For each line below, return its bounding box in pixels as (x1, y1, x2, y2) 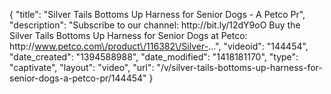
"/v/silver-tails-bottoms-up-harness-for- (156, 62, 323, 73)
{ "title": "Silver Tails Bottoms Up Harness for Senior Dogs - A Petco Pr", (9, 9, 306, 20)
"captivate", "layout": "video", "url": (9, 62, 155, 73)
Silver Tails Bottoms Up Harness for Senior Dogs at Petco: (9, 30, 248, 41)
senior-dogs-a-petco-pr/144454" (9, 72, 147, 84)
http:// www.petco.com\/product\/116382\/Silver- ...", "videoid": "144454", (9, 40, 309, 52)
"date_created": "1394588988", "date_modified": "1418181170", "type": (9, 51, 299, 63)
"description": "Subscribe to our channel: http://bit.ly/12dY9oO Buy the (9, 19, 301, 31)
